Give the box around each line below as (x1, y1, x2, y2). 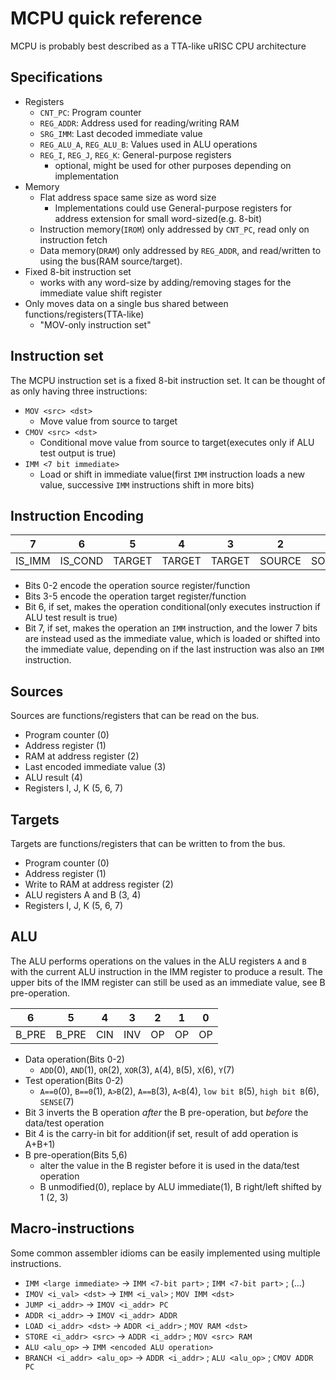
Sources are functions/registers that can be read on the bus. (10, 710, 260, 722)
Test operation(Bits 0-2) (24, 1074, 124, 1086)
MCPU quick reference (10, 7, 203, 30)
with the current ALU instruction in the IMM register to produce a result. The (10, 965, 323, 977)
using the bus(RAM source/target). (39, 255, 183, 267)
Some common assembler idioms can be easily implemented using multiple (10, 1247, 321, 1259)
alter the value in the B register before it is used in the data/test (39, 1159, 300, 1171)
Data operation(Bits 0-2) (24, 1053, 125, 1065)
